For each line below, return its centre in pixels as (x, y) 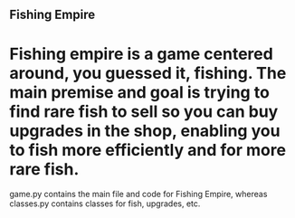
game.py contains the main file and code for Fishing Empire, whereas (138, 194)
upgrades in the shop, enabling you (145, 131)
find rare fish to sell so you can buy (144, 111)
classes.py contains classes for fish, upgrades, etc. (105, 204)
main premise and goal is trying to (139, 92)
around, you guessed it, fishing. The (148, 73)
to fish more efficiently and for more (148, 150)
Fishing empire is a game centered (141, 54)
